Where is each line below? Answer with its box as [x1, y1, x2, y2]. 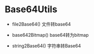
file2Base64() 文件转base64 [12, 21, 71, 27]
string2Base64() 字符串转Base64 [12, 42, 81, 49]
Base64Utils [5, 4, 58, 15]
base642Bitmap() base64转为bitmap [12, 32, 89, 38]
